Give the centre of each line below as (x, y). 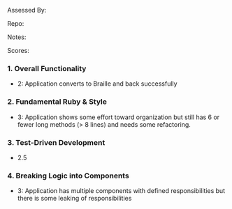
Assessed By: (27, 10)
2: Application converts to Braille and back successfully (97, 84)
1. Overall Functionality (47, 68)
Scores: (18, 51)
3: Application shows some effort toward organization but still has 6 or (118, 117)
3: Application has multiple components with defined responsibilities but (121, 191)
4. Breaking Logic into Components (68, 176)
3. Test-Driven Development (56, 142)
